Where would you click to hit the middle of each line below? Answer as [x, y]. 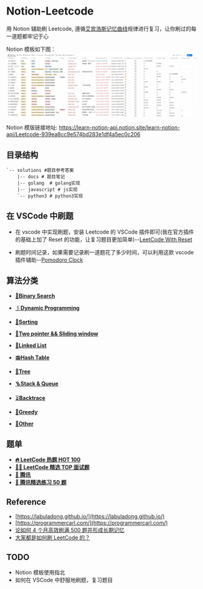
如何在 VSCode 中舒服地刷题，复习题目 [64, 580]
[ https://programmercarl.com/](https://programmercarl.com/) [91, 523]
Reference [26, 502]
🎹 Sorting [26, 321]
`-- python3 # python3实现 [50, 196]
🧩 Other [24, 423]
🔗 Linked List [31, 345]
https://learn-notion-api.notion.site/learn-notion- [119, 128]
